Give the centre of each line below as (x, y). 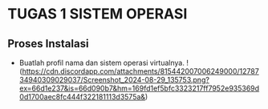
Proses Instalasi (48, 44)
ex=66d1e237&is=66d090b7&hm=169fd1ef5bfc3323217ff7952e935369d (139, 88)
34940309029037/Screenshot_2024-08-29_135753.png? (114, 80)
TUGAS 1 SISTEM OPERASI (97, 14)
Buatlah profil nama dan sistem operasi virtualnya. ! (104, 63)
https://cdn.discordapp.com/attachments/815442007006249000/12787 (141, 71)
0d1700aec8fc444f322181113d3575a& (82, 97)
